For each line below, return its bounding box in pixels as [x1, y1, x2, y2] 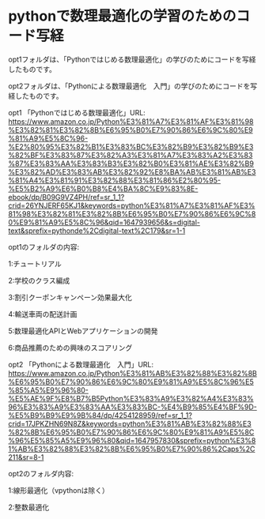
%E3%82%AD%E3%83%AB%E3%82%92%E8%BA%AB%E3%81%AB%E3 [8, 167, 256, 176]
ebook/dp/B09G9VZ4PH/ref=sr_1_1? [8, 192, 125, 201]
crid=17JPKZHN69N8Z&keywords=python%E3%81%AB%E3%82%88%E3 [8, 419, 252, 428]
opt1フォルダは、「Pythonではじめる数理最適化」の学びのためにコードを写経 [8, 55, 256, 64]
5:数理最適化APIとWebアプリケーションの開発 [8, 325, 158, 336]
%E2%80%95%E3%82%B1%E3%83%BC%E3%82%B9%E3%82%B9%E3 [8, 141, 254, 151]
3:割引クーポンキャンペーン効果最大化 [8, 292, 132, 302]
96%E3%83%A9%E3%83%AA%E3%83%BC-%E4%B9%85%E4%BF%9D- [8, 402, 257, 412]
